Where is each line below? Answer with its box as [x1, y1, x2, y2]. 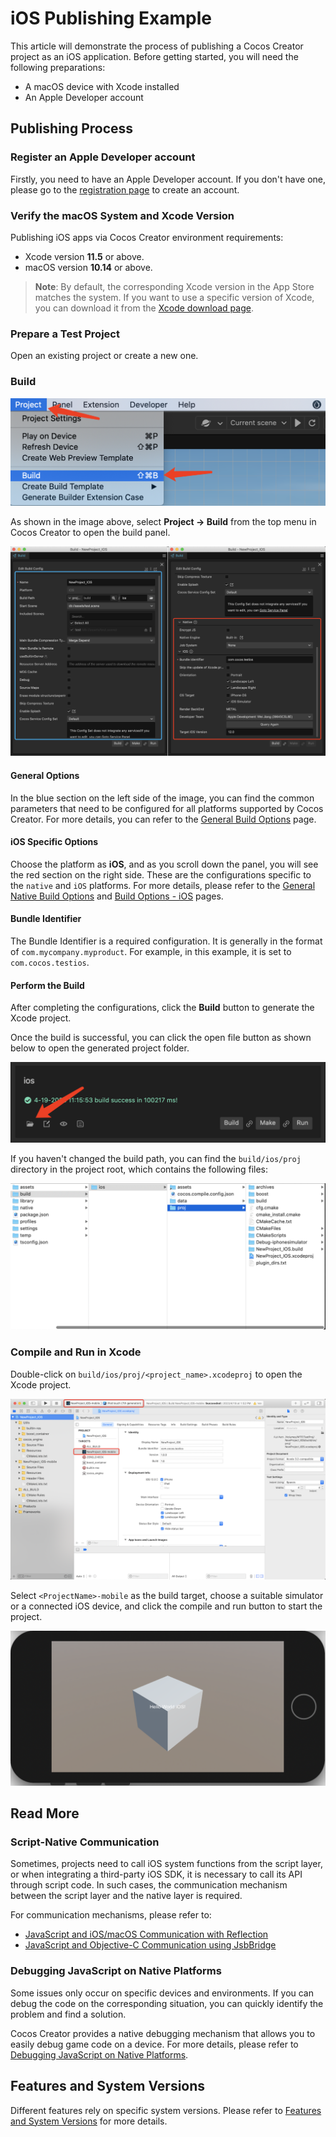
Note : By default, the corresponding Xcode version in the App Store [34, 280, 315, 292]
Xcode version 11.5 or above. [24, 250, 145, 262]
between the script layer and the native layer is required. [10, 1890, 243, 1902]
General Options [10, 770, 80, 782]
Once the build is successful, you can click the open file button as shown [10, 1032, 312, 1044]
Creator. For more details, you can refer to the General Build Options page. [10, 813, 317, 825]
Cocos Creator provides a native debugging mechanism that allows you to [10, 2027, 316, 2039]
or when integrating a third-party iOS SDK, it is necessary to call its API [10, 1868, 303, 1881]
